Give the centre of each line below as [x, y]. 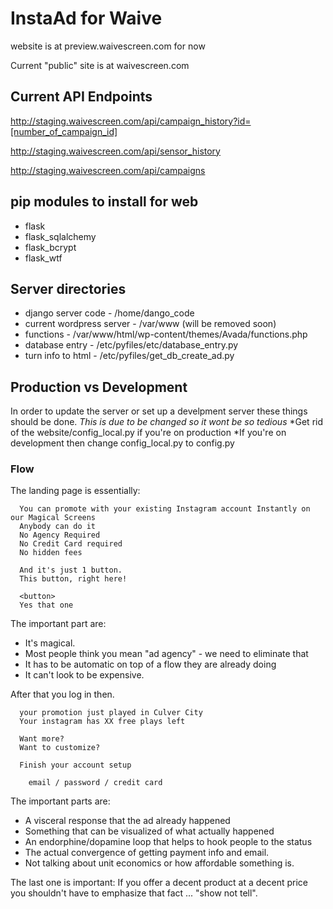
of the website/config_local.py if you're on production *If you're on [148, 433]
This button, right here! [73, 579]
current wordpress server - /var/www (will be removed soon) [150, 324]
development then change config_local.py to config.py [122, 443]
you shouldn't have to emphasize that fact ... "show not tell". [134, 893]
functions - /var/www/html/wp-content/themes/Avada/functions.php [166, 334]
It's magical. [50, 643]
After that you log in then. [62, 694]
